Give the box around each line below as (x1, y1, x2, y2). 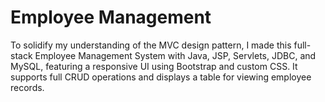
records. (10, 81, 45, 93)
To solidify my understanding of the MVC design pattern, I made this (10, 39, 292, 51)
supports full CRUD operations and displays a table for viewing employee (10, 71, 312, 83)
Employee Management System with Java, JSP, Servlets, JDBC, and (34, 49, 317, 61)
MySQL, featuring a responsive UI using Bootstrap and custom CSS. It (10, 60, 298, 72)
